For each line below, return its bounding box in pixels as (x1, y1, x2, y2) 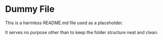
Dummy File (5, 3, 55, 15)
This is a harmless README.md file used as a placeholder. (5, 20, 123, 26)
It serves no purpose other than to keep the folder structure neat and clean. (5, 29, 159, 35)
